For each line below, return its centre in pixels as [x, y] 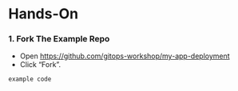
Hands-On [44, 14]
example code [30, 79]
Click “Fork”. [40, 65]
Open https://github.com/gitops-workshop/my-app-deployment [125, 56]
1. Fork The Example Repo [59, 39]
